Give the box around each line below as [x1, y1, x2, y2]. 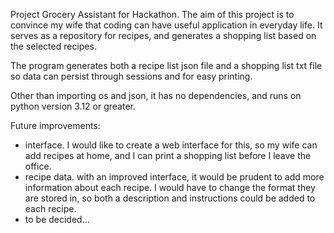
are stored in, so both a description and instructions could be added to [24, 192, 316, 204]
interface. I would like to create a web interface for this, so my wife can [24, 139, 318, 151]
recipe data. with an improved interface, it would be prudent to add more [24, 171, 325, 183]
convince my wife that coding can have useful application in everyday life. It [10, 19, 323, 31]
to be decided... [24, 214, 90, 225]
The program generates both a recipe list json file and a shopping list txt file [10, 60, 323, 71]
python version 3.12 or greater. [10, 100, 136, 112]
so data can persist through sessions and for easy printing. [10, 70, 253, 82]
